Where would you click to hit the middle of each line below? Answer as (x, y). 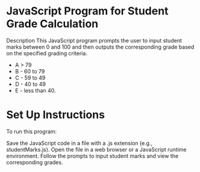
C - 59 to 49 (30, 78)
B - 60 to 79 (30, 71)
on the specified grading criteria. (47, 53)
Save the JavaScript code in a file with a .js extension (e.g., (80, 143)
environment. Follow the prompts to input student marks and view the (92, 156)
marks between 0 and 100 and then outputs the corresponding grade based (100, 47)
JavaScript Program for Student (87, 11)
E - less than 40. (35, 90)
